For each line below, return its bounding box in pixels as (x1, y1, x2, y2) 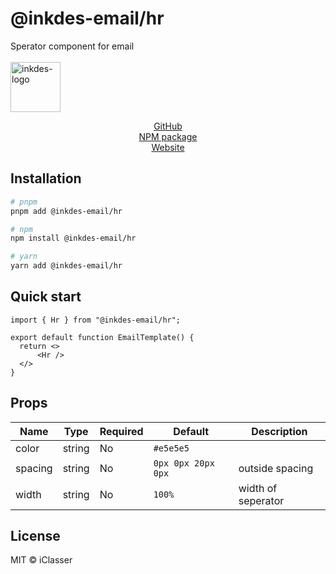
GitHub (153, 120, 183, 132)
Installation (10, 170, 82, 187)
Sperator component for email (10, 40, 135, 52)
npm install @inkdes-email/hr (10, 233, 137, 244)
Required (99, 424, 144, 438)
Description (251, 424, 308, 438)
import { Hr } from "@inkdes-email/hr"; (10, 315, 182, 325)
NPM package (138, 130, 198, 142)
